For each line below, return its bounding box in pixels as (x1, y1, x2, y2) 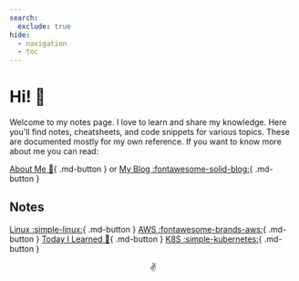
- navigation (17, 38, 67, 48)
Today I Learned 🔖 (41, 234, 111, 245)
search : (9, 13, 39, 23)
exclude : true (17, 22, 71, 31)
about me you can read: (9, 146, 99, 157)
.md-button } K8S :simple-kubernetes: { (115, 234, 263, 245)
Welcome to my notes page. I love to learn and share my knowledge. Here (9, 117, 287, 128)
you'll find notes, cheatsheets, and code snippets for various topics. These (9, 127, 290, 138)
